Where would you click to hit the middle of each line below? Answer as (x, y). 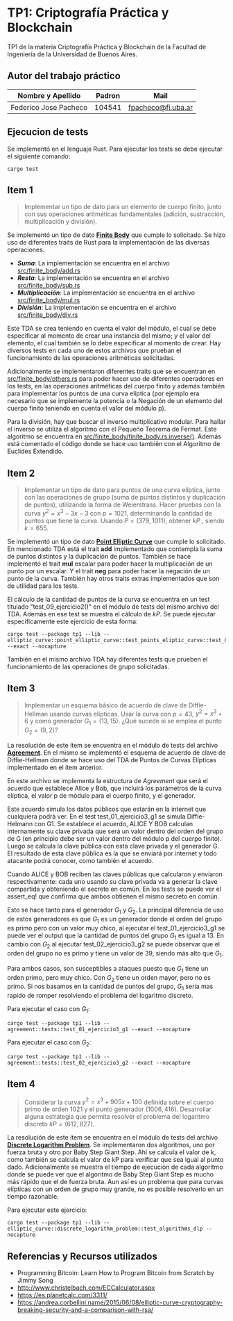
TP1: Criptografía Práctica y (88, 13)
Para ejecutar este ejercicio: (47, 1210)
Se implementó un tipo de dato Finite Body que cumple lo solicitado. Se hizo (116, 235)
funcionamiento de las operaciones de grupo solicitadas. (88, 666)
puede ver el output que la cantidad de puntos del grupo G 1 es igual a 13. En (115, 936)
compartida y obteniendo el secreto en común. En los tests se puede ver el (114, 889)
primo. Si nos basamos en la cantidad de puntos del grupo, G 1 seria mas (110, 987)
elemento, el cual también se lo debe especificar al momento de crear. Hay (114, 343)
